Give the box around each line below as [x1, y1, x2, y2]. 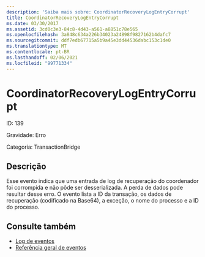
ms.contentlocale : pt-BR [6, 49, 70, 55]
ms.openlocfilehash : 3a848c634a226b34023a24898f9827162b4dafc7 [6, 32, 171, 38]
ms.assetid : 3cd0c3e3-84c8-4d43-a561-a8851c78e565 [6, 26, 138, 32]
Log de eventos [15, 237, 55, 245]
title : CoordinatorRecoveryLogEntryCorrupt [6, 15, 119, 21]
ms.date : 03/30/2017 [6, 20, 59, 26]
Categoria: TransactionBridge [6, 143, 81, 151]
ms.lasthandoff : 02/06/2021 [6, 54, 78, 61]
